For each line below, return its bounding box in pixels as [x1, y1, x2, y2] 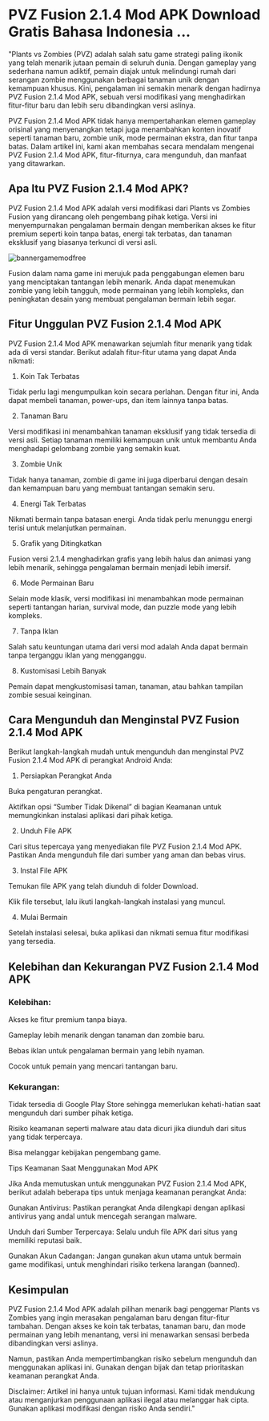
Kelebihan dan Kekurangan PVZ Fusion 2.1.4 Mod [8, 959, 259, 973]
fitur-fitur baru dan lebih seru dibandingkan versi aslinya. [8, 100, 196, 110]
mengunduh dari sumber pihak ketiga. [8, 1108, 134, 1118]
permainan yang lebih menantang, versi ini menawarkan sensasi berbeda [8, 1330, 250, 1340]
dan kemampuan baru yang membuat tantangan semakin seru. [8, 483, 215, 493]
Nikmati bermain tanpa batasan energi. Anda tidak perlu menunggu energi [8, 514, 253, 523]
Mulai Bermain [19, 913, 68, 922]
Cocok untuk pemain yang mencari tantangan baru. [8, 1061, 179, 1071]
